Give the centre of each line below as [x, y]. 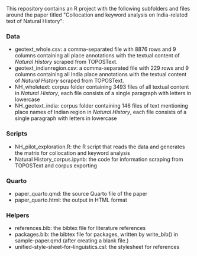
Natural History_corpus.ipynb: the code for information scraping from [99, 159]
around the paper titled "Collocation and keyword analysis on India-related [97, 15]
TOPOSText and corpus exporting [56, 166]
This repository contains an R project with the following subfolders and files [98, 9]
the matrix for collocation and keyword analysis [72, 153]
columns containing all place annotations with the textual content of [97, 56]
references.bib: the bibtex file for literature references [80, 228]
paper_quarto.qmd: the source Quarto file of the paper [81, 193]
